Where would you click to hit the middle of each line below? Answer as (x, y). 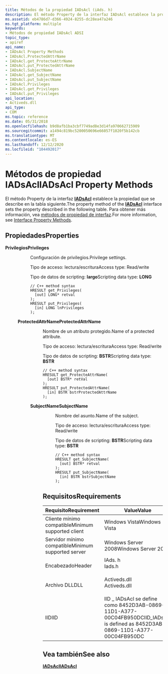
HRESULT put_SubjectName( (82, 472)
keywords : (15, 29)
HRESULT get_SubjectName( (82, 459)
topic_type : (17, 38)
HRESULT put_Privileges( (56, 303)
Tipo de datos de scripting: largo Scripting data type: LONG (91, 277)
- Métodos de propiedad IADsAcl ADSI (44, 33)
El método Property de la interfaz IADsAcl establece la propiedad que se (80, 199)
